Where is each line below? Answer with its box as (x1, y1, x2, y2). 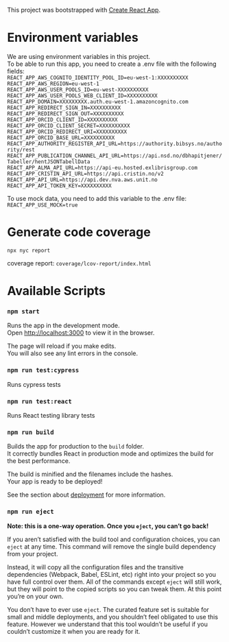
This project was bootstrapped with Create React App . (7, 6, 161, 14)
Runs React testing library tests (7, 411, 95, 419)
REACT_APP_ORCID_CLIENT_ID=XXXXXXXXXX (7, 116, 118, 123)
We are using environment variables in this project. (7, 52, 151, 60)
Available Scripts (7, 283, 106, 299)
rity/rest (7, 146, 36, 153)
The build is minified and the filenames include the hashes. (7, 470, 173, 479)
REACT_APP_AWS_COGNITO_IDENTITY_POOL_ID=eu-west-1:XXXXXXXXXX (7, 74, 189, 81)
